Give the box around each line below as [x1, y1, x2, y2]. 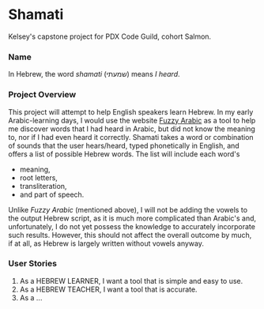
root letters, [19, 172, 58, 183]
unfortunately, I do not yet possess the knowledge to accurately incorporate [8, 221, 255, 231]
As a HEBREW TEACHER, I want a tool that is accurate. [19, 285, 198, 294]
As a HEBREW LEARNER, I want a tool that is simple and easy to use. [19, 276, 243, 285]
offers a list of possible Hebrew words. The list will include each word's [8, 149, 240, 159]
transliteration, [19, 181, 67, 190]
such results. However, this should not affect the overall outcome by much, [8, 230, 252, 239]
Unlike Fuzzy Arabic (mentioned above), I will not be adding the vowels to [8, 205, 247, 214]
